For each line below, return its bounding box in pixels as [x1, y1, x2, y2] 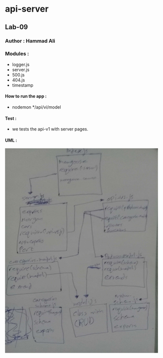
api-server [5, 3, 49, 15]
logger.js [12, 61, 30, 67]
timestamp [12, 82, 33, 88]
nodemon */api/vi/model [12, 104, 62, 110]
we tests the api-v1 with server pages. [12, 126, 88, 132]
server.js [12, 67, 30, 73]
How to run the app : [5, 94, 47, 99]
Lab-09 [5, 23, 28, 31]
